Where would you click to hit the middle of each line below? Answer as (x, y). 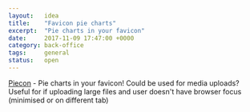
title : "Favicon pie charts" (62, 23)
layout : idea (34, 16)
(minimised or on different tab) (58, 100)
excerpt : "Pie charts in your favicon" (77, 30)
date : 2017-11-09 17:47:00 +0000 (71, 38)
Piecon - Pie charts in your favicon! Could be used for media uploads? (124, 83)
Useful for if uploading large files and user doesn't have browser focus (125, 91)
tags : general (39, 53)
